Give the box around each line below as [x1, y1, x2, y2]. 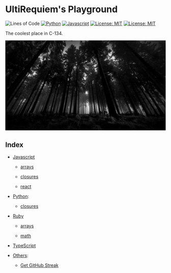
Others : [12, 253, 29, 259]
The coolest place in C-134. [5, 30, 63, 36]
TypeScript [12, 242, 36, 249]
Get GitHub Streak [20, 262, 59, 268]
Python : [12, 193, 30, 199]
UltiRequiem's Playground [5, 4, 118, 15]
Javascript [12, 154, 35, 160]
